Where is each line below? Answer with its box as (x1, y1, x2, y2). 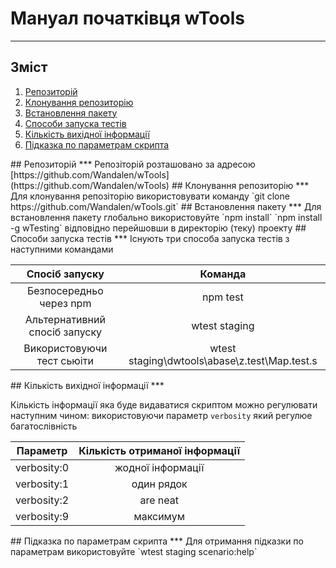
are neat (139, 493, 179, 507)
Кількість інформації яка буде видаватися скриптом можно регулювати (10, 398, 318, 411)
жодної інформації (114, 460, 205, 474)
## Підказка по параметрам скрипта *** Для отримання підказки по (10, 535, 304, 547)
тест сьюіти (36, 353, 94, 367)
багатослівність (10, 420, 78, 432)
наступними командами (10, 243, 114, 255)
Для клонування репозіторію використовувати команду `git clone (10, 190, 290, 202)
